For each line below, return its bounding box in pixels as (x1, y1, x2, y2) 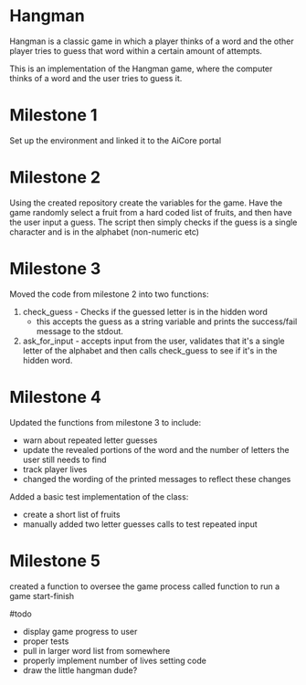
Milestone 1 (9, 105, 98, 126)
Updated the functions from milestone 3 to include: (9, 416, 202, 427)
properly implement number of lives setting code (22, 655, 207, 666)
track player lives (22, 463, 88, 475)
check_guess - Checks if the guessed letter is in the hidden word (22, 306, 268, 317)
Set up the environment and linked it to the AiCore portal (9, 134, 222, 146)
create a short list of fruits (22, 509, 121, 520)
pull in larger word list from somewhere (22, 645, 171, 656)
